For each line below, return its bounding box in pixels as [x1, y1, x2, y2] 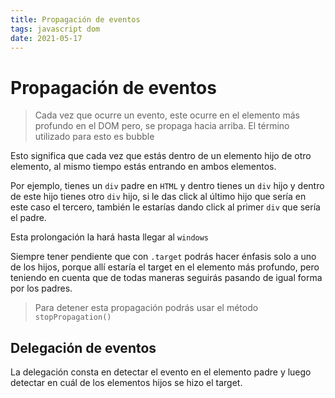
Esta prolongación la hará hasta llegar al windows [10, 231, 210, 243]
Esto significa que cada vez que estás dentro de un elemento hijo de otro [10, 150, 312, 162]
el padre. [10, 212, 47, 224]
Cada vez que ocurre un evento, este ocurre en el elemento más [34, 109, 300, 121]
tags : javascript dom [10, 24, 101, 34]
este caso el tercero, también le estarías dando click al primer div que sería [10, 201, 321, 213]
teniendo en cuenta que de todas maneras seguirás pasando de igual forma [10, 272, 323, 284]
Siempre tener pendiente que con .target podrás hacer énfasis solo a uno [10, 251, 317, 263]
